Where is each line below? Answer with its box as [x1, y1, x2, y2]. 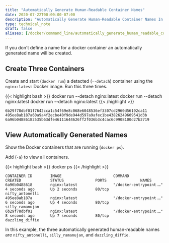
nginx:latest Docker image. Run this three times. [5, 83, 108, 89]
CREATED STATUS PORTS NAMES [5, 177, 152, 183]
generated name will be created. [5, 50, 72, 56]
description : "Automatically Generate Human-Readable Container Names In [5, 17, 163, 22]
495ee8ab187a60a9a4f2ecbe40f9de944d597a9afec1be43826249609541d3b [5, 112, 147, 117]
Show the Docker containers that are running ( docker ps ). [5, 144, 124, 150]
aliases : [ [5, 31, 28, 36]
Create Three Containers [5, 65, 84, 73]
